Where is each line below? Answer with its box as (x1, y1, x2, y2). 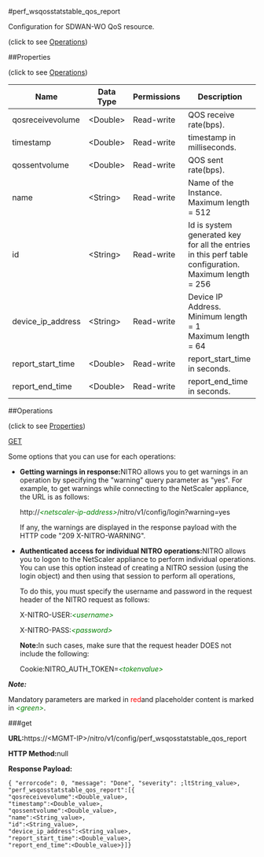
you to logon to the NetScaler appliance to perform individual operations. (19, 555, 256, 563)
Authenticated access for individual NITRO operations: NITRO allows (19, 546, 246, 556)
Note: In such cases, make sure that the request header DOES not (19, 641, 232, 650)
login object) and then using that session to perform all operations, (19, 571, 236, 581)
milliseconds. (188, 142, 237, 153)
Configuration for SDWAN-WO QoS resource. (8, 22, 155, 31)
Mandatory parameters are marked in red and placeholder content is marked (8, 695, 254, 704)
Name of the (188, 177, 234, 188)
